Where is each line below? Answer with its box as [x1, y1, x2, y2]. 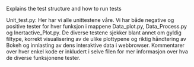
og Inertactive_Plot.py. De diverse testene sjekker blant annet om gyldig [6, 29, 182, 36]
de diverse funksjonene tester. [6, 55, 81, 61]
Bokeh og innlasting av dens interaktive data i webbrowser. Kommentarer [6, 42, 185, 49]
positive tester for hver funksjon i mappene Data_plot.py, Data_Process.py [6, 23, 187, 30]
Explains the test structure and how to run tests [6, 5, 122, 12]
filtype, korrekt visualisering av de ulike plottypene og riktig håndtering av [6, 36, 187, 42]
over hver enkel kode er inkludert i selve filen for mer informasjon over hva [6, 48, 188, 55]
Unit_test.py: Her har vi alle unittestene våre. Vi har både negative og [6, 17, 174, 23]
